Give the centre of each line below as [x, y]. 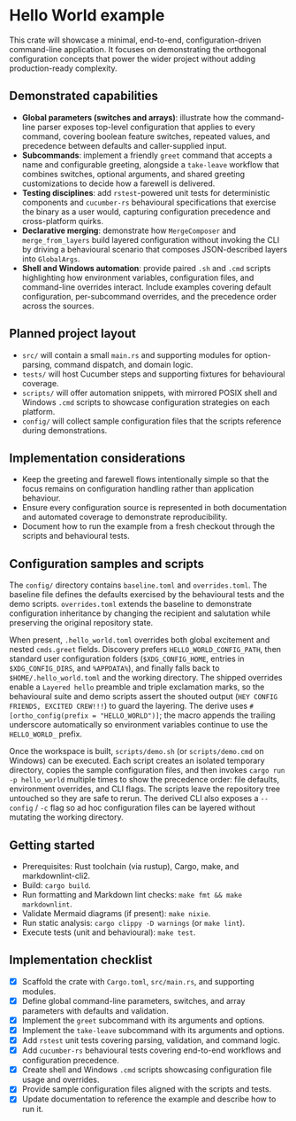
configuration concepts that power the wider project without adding [133, 58]
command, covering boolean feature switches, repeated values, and [146, 136]
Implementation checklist [81, 960]
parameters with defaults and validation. [95, 1010]
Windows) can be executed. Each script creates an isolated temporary [137, 761]
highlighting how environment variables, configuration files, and [138, 277]
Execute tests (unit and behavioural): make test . [109, 932]
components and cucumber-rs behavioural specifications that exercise [149, 202]
